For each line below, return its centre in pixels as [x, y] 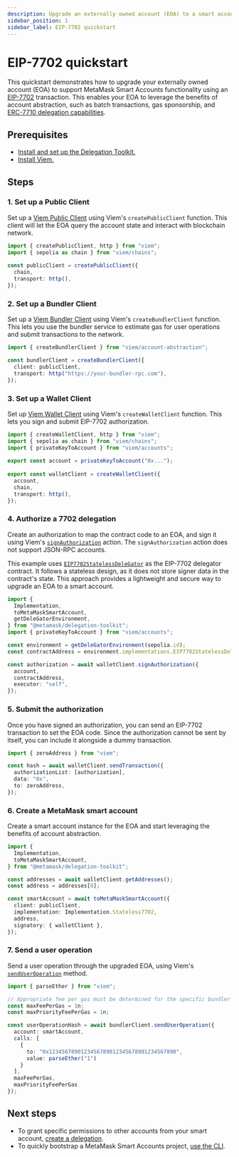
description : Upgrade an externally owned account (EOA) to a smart [111, 14]
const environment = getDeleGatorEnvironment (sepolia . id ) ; [97, 645]
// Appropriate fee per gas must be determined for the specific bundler [119, 999]
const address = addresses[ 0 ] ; [54, 886]
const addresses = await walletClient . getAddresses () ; [90, 879]
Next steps [32, 1114]
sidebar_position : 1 [38, 21]
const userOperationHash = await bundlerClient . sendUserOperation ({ [111, 1025]
